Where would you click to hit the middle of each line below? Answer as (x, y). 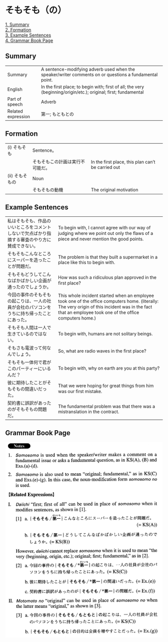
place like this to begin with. (87, 262)
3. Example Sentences (28, 35)
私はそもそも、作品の (29, 221)
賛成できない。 (23, 246)
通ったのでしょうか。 (29, 286)
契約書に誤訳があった (29, 403)
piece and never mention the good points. (101, 239)
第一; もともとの (57, 114)
